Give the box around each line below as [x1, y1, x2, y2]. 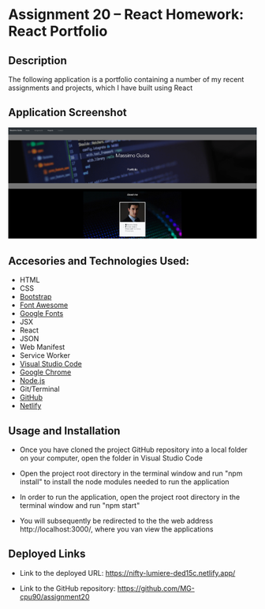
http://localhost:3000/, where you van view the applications [19, 524, 214, 534]
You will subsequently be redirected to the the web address [19, 516, 214, 526]
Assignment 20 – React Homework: [8, 6, 244, 24]
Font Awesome [19, 300, 69, 310]
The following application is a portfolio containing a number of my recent [8, 75, 244, 84]
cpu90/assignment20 [19, 592, 90, 601]
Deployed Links [8, 547, 86, 561]
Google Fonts [19, 309, 64, 318]
